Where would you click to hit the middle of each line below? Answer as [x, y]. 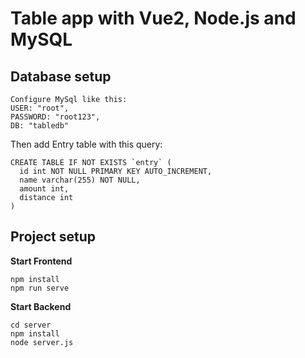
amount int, [44, 189]
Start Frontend [41, 261]
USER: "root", [40, 108]
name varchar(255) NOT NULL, [80, 180]
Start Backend [41, 306]
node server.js [42, 342]
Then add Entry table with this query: [86, 144]
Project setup [53, 237]
